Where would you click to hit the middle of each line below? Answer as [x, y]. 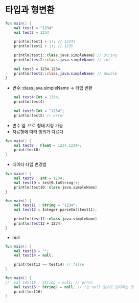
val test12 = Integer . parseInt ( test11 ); [56, 210]
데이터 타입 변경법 [29, 164]
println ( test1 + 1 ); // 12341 [45, 42]
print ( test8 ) [27, 150]
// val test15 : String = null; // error [49, 282]
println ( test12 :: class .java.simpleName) [56, 219]
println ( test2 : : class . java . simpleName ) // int [62, 60]
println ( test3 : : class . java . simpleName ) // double [66, 73]
